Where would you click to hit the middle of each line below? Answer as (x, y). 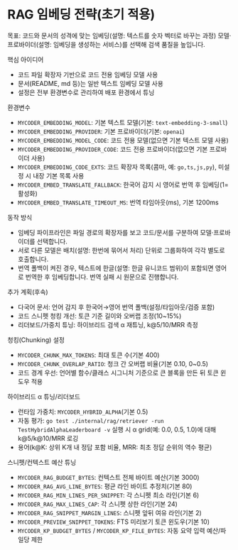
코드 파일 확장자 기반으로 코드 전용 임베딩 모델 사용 (88, 75)
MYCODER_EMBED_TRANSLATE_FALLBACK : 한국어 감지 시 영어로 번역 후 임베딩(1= (123, 185)
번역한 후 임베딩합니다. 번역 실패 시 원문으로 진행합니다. (102, 277)
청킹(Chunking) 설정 (36, 340)
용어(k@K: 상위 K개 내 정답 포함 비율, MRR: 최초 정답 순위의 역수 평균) (115, 447)
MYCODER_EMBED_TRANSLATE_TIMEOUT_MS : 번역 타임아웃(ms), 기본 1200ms (118, 202)
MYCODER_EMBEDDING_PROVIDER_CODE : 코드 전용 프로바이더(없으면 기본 (113, 149)
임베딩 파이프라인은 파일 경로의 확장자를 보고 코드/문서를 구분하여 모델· (115, 232)
